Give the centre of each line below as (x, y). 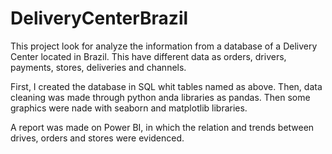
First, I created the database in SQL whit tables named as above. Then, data (166, 86)
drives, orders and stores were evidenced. (97, 138)
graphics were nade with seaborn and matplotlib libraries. (129, 108)
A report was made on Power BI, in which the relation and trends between (162, 127)
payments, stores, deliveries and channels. (98, 67)
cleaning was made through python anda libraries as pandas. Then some (160, 97)
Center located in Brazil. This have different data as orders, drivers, (148, 56)
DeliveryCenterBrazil (99, 18)
